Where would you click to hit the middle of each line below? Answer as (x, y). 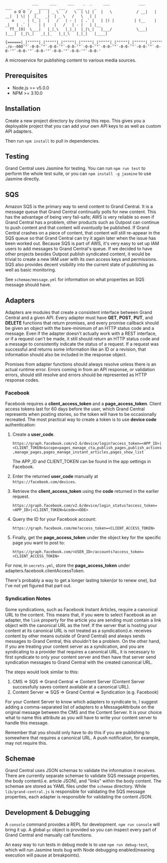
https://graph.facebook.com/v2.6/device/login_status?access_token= (85, 506)
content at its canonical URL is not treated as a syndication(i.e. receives (78, 630)
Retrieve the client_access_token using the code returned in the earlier (85, 491)
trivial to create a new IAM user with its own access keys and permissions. (81, 259)
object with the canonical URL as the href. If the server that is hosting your (81, 625)
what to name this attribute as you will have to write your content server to (81, 717)
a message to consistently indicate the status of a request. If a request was (82, 344)
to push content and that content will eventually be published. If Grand (77, 228)
